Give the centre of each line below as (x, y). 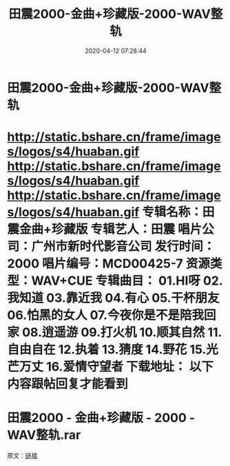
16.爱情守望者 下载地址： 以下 (129, 367)
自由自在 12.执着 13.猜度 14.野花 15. (107, 349)
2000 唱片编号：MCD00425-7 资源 (108, 264)
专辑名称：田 (178, 212)
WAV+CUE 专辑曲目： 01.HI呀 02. (127, 281)
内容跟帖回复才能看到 (68, 384)
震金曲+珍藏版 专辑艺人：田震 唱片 (105, 229)
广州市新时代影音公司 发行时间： (123, 246)
